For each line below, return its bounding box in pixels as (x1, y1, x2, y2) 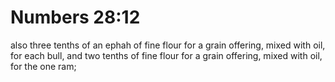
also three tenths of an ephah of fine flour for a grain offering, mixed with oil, (10, 39, 326, 51)
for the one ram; (10, 60, 77, 72)
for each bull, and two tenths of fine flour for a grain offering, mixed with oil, (10, 49, 323, 61)
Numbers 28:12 (10, 6, 141, 29)
